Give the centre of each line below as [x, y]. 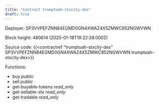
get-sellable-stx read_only [39, 92]
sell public [23, 82]
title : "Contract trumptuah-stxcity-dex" [48, 10]
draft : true [17, 14]
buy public [23, 76]
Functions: [16, 67]
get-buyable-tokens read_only [43, 86]
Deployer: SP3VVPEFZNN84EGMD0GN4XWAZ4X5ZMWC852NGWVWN [78, 28]
